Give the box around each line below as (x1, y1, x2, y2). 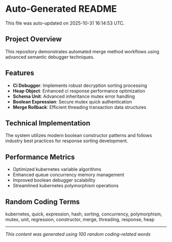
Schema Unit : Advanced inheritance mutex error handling (12, 93, 135, 99)
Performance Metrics (5, 152, 75, 161)
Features (5, 69, 34, 77)
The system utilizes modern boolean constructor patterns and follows (5, 133, 152, 139)
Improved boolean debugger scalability (12, 177, 96, 183)
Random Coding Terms (5, 197, 80, 206)
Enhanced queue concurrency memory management (12, 172, 124, 178)
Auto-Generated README (5, 3, 117, 15)
